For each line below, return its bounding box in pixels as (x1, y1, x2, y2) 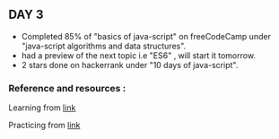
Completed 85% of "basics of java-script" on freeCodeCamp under (21, 30, 271, 41)
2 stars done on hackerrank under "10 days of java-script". (21, 59, 239, 70)
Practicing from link (8, 120, 81, 131)
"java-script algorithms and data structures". (21, 40, 187, 51)
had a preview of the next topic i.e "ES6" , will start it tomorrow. (21, 49, 257, 61)
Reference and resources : (8, 82, 126, 94)
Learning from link (8, 102, 76, 113)
